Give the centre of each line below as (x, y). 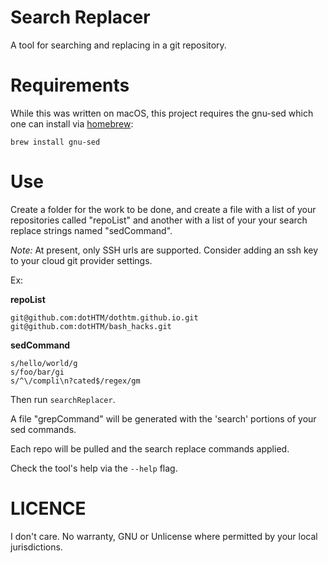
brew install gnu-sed (55, 142)
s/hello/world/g (44, 363)
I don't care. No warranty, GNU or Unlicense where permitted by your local (164, 536)
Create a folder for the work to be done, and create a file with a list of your (163, 209)
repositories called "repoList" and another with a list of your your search (159, 220)
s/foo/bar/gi (37, 372)
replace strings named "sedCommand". (91, 230)
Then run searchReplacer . (63, 399)
